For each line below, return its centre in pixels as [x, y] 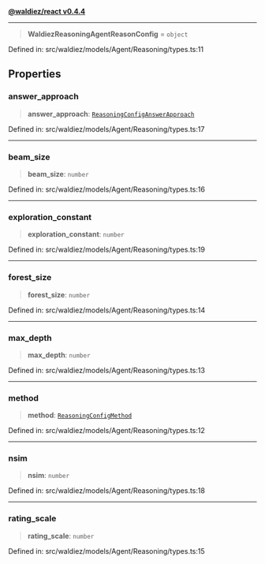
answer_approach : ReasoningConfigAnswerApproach [111, 114]
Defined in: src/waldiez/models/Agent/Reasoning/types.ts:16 [106, 189]
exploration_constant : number [76, 234]
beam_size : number [58, 174]
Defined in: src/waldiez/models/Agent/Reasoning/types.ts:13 [106, 370]
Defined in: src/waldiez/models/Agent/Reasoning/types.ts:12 [106, 431]
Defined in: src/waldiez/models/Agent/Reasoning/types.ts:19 [106, 250]
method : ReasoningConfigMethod [80, 415]
